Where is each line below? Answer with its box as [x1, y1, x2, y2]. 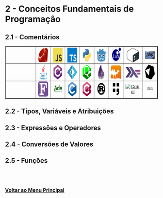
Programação [5, 14, 61, 25]
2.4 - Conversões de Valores [5, 140, 94, 148]
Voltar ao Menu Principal [5, 186, 65, 193]
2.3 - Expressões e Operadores [5, 123, 101, 132]
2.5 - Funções [5, 156, 48, 165]
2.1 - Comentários [5, 33, 60, 41]
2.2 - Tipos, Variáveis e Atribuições [5, 107, 114, 116]
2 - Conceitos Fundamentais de [5, 3, 134, 15]
